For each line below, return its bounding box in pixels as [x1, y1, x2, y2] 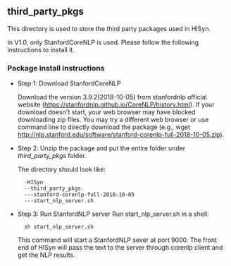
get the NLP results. [17, 250, 75, 260]
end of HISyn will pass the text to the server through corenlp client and [17, 243, 223, 252]
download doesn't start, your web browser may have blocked [17, 108, 196, 116]
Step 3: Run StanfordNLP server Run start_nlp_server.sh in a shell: [17, 210, 209, 218]
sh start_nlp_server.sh [24, 224, 94, 231]
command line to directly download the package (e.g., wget [17, 123, 191, 131]
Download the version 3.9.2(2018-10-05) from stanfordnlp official [17, 93, 208, 102]
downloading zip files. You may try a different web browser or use [17, 116, 209, 124]
